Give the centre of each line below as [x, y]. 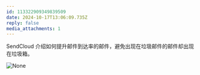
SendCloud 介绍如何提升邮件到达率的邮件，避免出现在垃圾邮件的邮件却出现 [100, 46]
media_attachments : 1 [34, 28]
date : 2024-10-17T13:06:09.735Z [47, 17]
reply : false [23, 23]
